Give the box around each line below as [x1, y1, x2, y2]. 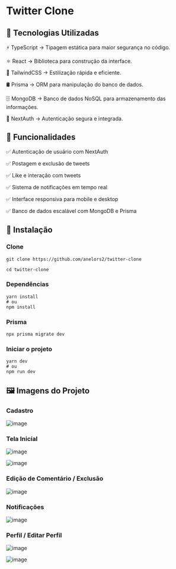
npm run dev [6, 369, 36, 375]
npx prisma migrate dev [6, 331, 65, 338]
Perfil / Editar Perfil [6, 531, 62, 539]
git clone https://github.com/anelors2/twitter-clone [6, 256, 142, 262]
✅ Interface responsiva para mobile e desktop [6, 195, 119, 202]
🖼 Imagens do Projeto [6, 386, 90, 396]
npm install [6, 304, 36, 310]
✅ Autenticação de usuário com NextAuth [6, 148, 108, 155]
